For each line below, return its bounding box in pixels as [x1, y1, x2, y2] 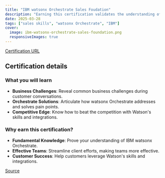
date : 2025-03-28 [5, 16, 41, 21]
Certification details [5, 62, 68, 71]
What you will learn [5, 77, 53, 84]
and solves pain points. [12, 103, 59, 109]
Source [5, 168, 20, 174]
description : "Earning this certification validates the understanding [5, 12, 155, 17]
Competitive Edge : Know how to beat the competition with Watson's [12, 109, 151, 115]
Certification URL [5, 48, 40, 54]
